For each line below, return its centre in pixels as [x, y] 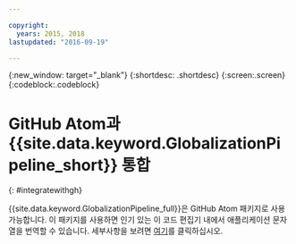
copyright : [29, 25]
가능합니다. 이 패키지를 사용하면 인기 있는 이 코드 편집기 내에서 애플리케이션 [140, 220]
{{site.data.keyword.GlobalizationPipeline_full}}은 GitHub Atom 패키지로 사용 [147, 209]
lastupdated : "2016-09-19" [59, 42]
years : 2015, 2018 [51, 34]
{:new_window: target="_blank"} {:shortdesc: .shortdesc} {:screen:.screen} [147, 75]
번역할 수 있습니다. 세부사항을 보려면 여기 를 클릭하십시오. [124, 231]
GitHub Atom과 [65, 124]
